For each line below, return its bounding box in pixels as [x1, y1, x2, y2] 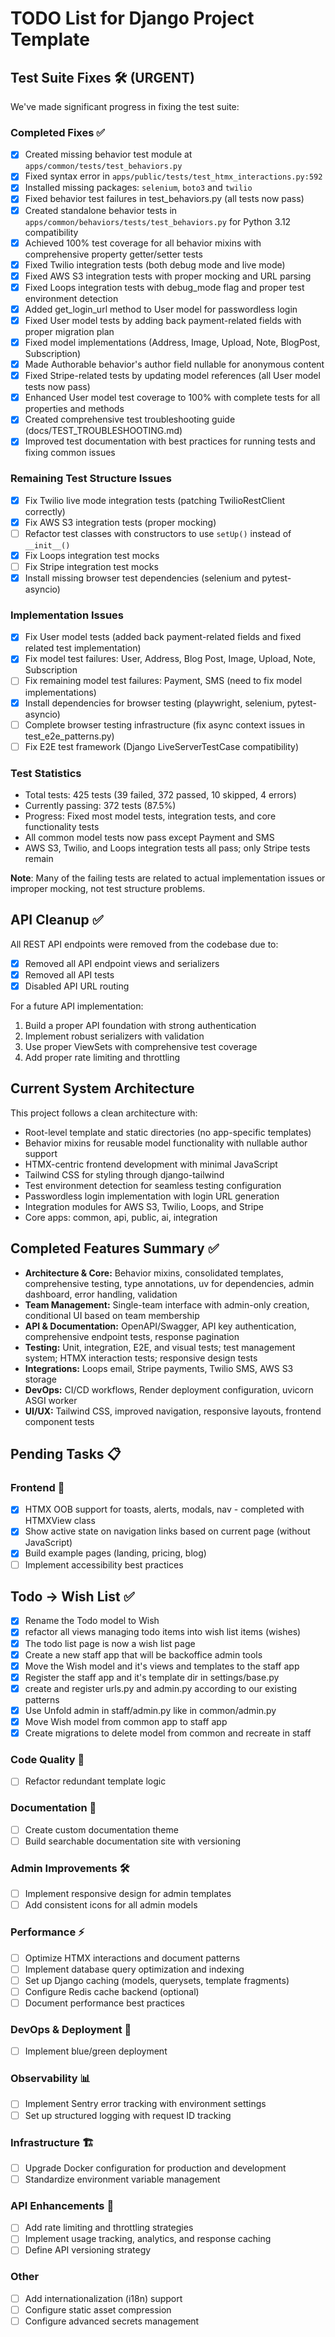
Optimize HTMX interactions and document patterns [24, 1952, 241, 1964]
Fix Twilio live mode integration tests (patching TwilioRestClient [24, 494, 285, 506]
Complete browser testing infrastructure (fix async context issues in [24, 718, 306, 731]
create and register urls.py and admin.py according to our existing [24, 1682, 298, 1694]
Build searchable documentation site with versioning [24, 1835, 242, 1847]
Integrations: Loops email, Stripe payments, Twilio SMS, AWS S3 [24, 1362, 294, 1374]
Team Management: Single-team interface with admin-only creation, [24, 1298, 310, 1311]
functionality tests [24, 821, 100, 832]
